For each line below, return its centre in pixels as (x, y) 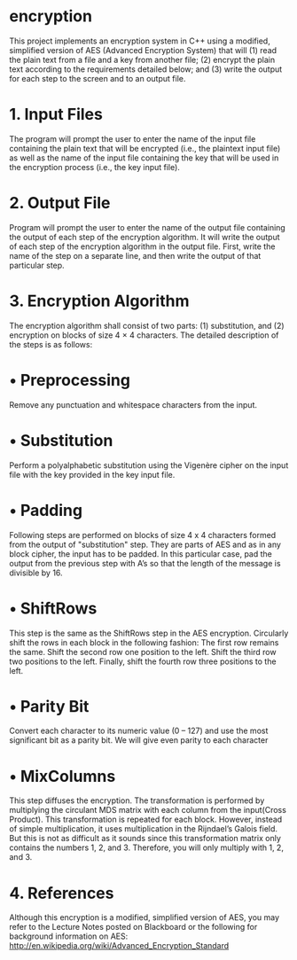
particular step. (37, 265)
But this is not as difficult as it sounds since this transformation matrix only (145, 839)
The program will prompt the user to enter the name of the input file (133, 138)
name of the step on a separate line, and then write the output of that (135, 255)
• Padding (46, 510)
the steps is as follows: (51, 344)
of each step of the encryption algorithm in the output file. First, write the (142, 246)
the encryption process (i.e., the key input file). (94, 167)
